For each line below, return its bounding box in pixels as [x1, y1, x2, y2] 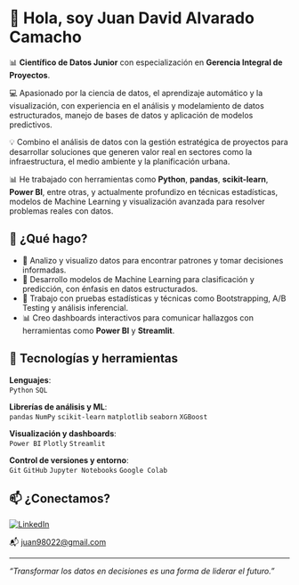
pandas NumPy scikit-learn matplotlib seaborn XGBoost [9, 412, 208, 421]
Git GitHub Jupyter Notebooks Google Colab [9, 466, 167, 475]
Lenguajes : [9, 374, 52, 386]
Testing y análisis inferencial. [21, 302, 129, 313]
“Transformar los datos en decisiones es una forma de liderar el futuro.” [9, 565, 275, 577]
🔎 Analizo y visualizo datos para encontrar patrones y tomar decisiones [21, 255, 284, 265]
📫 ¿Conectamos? [9, 491, 111, 506]
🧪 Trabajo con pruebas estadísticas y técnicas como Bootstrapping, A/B [21, 293, 287, 304]
